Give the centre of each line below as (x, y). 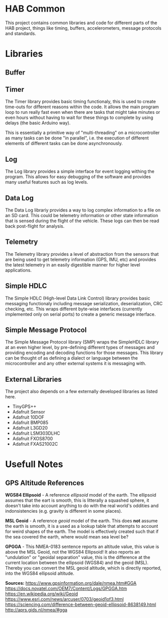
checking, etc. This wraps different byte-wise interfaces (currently (74, 309)
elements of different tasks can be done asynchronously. (64, 144)
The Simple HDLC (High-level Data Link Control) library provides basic (78, 298)
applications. (18, 270)
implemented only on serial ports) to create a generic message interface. (80, 314)
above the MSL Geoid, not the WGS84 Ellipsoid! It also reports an (72, 552)
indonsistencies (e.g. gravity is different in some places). (64, 511)
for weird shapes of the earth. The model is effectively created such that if (82, 531)
